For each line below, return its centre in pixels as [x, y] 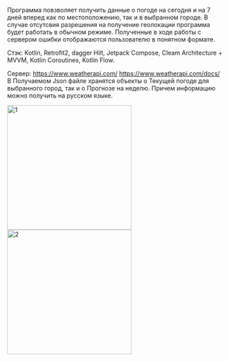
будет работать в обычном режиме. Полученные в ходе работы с [104, 32]
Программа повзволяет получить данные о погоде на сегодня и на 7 [109, 10]
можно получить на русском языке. [60, 95]
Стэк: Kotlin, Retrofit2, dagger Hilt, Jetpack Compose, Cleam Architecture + [115, 53]
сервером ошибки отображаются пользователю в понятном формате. [111, 39]
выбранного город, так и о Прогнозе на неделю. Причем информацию [111, 88]
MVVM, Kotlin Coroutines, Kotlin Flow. [61, 60]
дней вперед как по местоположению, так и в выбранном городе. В [108, 17]
